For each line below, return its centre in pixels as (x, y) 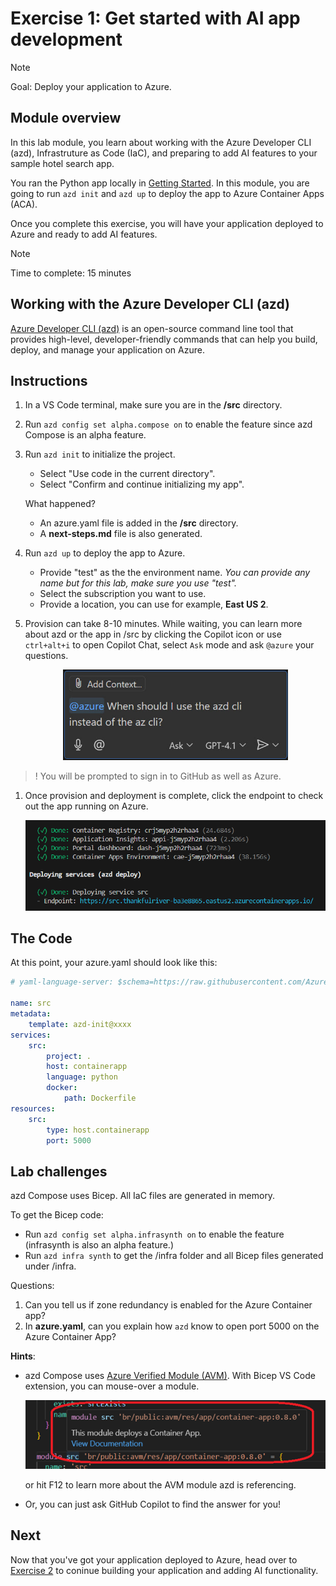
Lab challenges (59, 1171)
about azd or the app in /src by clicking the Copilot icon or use (153, 634)
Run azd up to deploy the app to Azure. (105, 553)
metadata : (31, 1014)
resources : (33, 1108)
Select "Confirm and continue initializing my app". (142, 484)
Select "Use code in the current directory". (127, 474)
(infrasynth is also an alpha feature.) (99, 1245)
